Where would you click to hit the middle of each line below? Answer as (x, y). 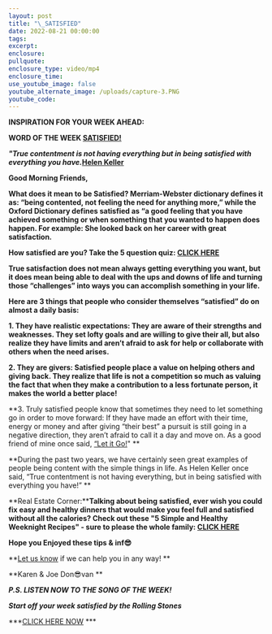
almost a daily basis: (44, 310)
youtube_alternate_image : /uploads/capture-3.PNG (94, 91)
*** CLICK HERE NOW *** (52, 622)
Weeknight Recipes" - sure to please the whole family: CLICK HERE (124, 527)
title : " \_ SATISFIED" (45, 24)
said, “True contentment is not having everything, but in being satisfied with (135, 477)
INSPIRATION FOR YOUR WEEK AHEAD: (76, 122)
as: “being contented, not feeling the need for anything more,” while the (132, 202)
